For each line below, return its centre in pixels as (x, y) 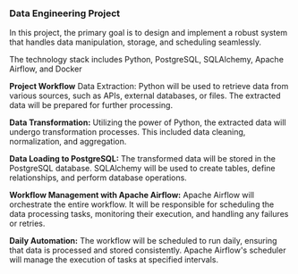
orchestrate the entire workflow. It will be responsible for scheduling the (142, 204)
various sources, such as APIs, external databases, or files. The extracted (145, 95)
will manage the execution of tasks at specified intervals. (114, 260)
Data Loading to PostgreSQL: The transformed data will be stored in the (142, 159)
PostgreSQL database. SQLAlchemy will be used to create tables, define (142, 169)
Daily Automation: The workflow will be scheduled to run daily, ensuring (143, 241)
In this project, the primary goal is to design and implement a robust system (149, 33)
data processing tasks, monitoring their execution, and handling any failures (149, 214)
